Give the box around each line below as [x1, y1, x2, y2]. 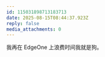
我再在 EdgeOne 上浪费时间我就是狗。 [6, 44, 103, 51]
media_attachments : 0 [6, 26, 62, 32]
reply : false [6, 20, 40, 26]
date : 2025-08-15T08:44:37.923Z [6, 15, 89, 21]
